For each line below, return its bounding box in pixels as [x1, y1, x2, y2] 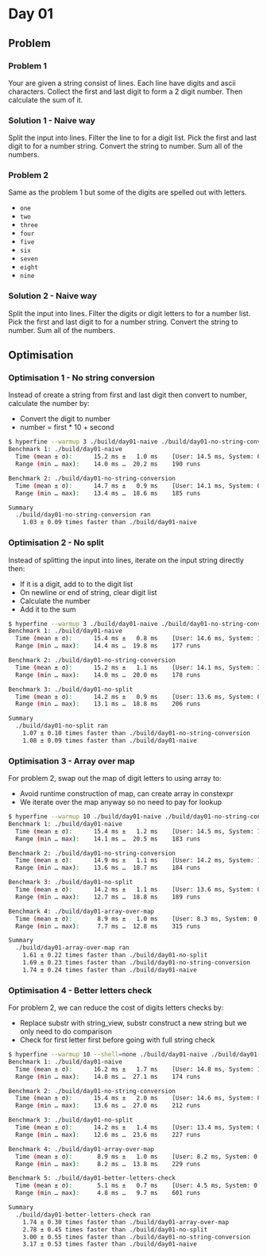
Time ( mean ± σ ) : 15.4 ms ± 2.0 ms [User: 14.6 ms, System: [15, 1094, 254, 1103]
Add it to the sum [19, 605, 77, 614]
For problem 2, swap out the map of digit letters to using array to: [8, 774, 222, 783]
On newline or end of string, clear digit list [19, 587, 157, 597]
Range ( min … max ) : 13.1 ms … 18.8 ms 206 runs [15, 700, 201, 708]
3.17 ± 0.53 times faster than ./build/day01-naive [22, 1240, 197, 1248]
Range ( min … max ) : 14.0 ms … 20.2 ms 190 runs [15, 460, 201, 469]
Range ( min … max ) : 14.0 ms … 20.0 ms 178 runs [15, 671, 201, 679]
